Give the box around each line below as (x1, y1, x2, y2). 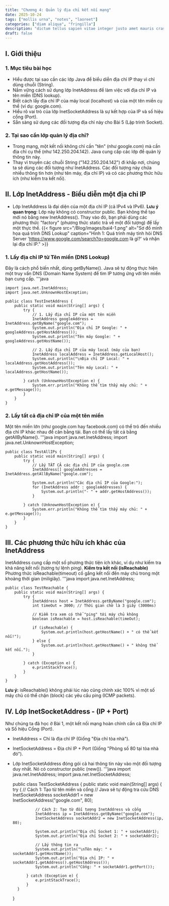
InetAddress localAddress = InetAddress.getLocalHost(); (32, 352, 154, 357)
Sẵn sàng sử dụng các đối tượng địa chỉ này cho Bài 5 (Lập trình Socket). (12, 119, 164, 125)
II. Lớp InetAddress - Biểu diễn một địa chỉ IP (5, 190, 146, 198)
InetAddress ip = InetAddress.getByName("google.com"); (35, 812, 155, 817)
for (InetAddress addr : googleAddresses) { (32, 485, 127, 490)
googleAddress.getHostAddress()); (5, 330, 78, 335)
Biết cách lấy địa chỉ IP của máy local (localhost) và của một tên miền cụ (12, 97, 162, 104)
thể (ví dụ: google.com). (12, 103, 63, 109)
